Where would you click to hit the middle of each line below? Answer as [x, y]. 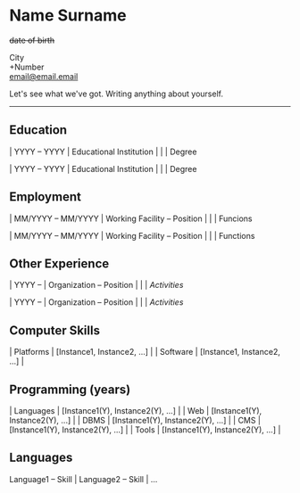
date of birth [32, 40]
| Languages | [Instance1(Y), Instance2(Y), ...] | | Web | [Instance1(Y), [136, 411]
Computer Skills [55, 330]
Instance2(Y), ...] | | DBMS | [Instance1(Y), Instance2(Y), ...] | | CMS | [135, 420]
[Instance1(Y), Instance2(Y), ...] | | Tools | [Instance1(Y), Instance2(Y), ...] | [145, 430]
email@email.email [44, 76]
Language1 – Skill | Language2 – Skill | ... [83, 479]
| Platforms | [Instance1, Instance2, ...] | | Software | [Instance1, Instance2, [145, 352]
